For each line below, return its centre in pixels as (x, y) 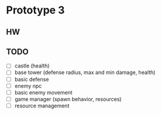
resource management (42, 106)
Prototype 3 (35, 10)
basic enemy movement (43, 92)
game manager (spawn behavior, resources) (68, 99)
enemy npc (28, 86)
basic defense (32, 79)
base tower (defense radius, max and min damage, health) (85, 72)
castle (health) (32, 66)
